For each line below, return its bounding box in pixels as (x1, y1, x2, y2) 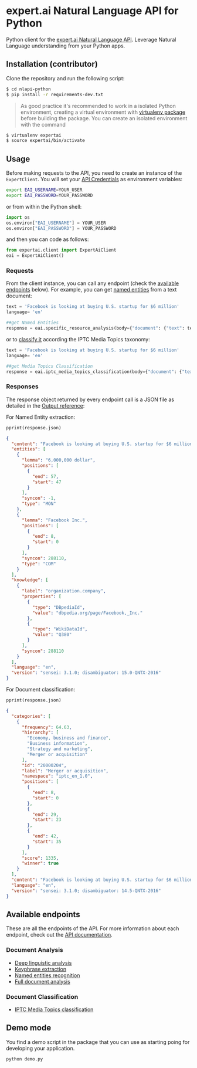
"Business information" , (27, 741, 88, 747)
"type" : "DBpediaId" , (32, 604, 85, 611)
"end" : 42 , (32, 833, 59, 839)
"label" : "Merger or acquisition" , (21, 768, 109, 774)
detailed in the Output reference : (6, 402, 85, 409)
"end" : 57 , (32, 473, 59, 479)
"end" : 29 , (32, 811, 59, 818)
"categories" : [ (11, 713, 51, 719)
